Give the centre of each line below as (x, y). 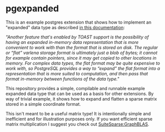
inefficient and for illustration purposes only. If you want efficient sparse (79, 119)
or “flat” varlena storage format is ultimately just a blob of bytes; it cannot (82, 53)
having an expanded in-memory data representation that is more (72, 42)
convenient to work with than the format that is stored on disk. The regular (82, 47)
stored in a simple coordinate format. (43, 104)
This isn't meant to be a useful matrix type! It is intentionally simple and (78, 113)
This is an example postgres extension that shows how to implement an (79, 22)
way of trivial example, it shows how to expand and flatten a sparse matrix (82, 99)
